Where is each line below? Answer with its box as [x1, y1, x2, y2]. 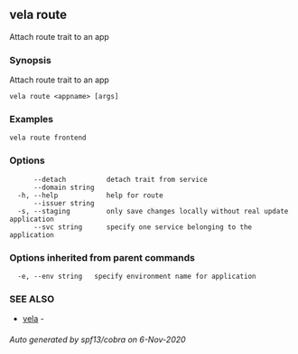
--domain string [33, 183, 95, 192]
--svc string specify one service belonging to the [33, 222, 253, 232]
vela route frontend [9, 133, 88, 143]
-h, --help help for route [17, 190, 164, 200]
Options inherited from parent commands [9, 251, 196, 263]
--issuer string [33, 198, 95, 207]
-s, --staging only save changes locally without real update [17, 206, 289, 215]
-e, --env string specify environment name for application [17, 272, 256, 281]
